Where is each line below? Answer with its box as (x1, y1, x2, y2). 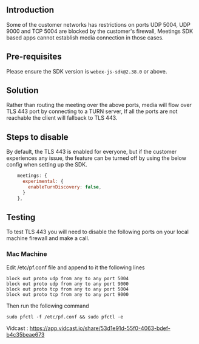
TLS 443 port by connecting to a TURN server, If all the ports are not (6, 108, 178, 115)
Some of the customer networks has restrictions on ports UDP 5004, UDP (6, 21, 191, 28)
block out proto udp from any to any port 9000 (6, 281, 129, 287)
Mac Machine (6, 250, 47, 258)
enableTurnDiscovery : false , (28, 184, 102, 190)
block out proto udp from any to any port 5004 (6, 275, 129, 281)
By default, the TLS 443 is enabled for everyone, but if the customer (6, 148, 177, 156)
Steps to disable (6, 132, 69, 142)
